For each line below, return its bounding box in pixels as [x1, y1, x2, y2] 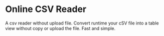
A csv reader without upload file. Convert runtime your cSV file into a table [5, 20, 159, 26]
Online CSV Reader [5, 3, 87, 15]
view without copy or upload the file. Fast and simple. [5, 25, 116, 31]
